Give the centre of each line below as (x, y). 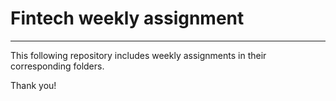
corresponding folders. (57, 66)
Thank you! (33, 85)
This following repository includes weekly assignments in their (138, 55)
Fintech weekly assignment (127, 18)
